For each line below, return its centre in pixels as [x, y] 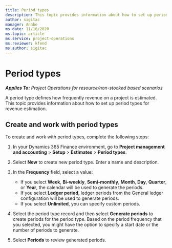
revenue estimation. [26, 109]
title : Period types [27, 10]
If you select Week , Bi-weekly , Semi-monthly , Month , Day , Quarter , [93, 182]
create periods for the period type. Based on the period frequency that [87, 219]
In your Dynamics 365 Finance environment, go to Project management [89, 147]
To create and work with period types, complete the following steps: [77, 137]
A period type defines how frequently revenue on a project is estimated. [81, 97]
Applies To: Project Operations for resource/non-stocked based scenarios [84, 88]
